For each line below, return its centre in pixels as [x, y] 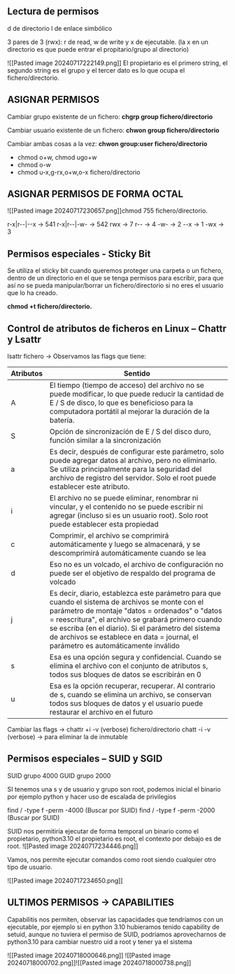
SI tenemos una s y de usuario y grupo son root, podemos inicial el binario [114, 789]
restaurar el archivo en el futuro [101, 712]
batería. [62, 420]
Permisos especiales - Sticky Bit [79, 253]
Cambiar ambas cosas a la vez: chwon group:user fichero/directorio [107, 143]
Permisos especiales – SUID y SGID [85, 759]
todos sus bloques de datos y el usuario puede [126, 703]
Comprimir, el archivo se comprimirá [109, 536]
